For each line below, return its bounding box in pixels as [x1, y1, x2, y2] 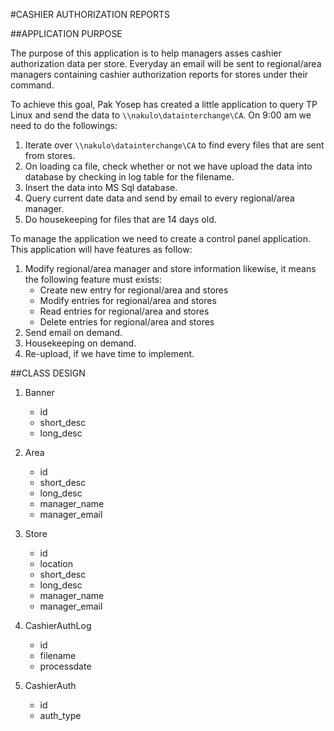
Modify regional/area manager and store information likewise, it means [24, 263, 317, 274]
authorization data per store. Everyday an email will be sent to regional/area [10, 58, 322, 69]
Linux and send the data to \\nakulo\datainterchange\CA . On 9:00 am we [10, 109, 312, 121]
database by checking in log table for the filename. [24, 171, 235, 183]
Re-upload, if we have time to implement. [24, 348, 195, 359]
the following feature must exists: [24, 274, 162, 285]
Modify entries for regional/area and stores [39, 295, 217, 306]
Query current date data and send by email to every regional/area [24, 192, 295, 204]
